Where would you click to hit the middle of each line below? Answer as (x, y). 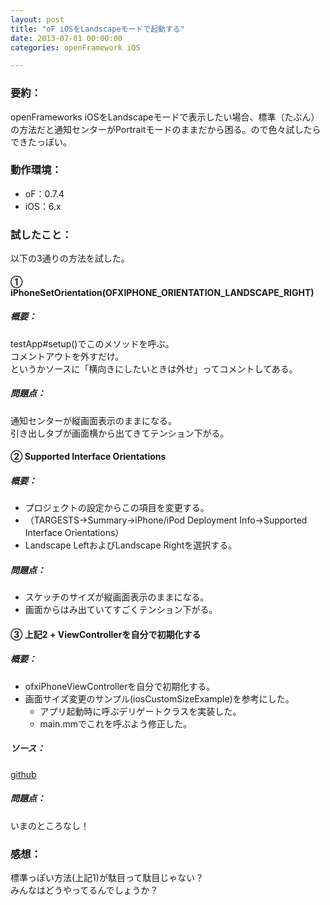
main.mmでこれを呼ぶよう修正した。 (115, 723)
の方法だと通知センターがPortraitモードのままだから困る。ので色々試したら (166, 129)
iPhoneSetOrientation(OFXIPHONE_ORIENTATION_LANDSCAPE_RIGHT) (162, 292)
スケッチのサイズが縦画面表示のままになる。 (117, 597)
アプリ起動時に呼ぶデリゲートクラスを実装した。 (140, 711)
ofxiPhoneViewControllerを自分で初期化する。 (120, 686)
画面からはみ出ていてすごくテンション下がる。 (121, 610)
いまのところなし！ (50, 825)
